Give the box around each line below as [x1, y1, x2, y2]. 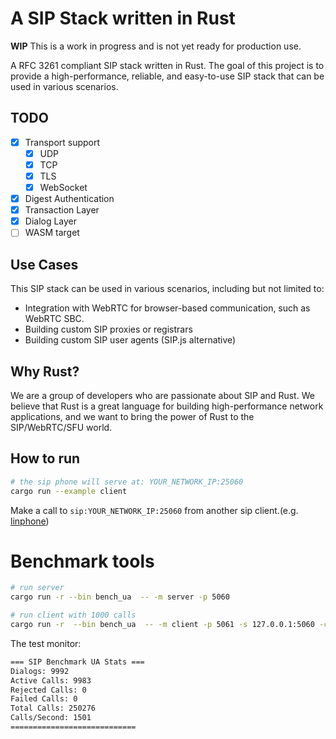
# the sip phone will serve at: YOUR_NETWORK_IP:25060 [10, 477, 244, 487]
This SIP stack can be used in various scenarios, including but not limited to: [10, 283, 325, 295]
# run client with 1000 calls [10, 610, 137, 621]
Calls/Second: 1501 [10, 713, 92, 723]
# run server [10, 583, 65, 593]
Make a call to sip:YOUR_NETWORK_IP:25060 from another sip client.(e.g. [10, 504, 299, 516]
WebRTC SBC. [24, 313, 85, 325]
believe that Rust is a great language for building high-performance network [10, 400, 324, 412]
